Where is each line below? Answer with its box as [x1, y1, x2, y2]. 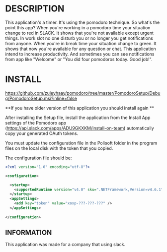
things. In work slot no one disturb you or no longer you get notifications [5, 35, 153, 41]
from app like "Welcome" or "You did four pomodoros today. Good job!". [5, 56, 153, 62]
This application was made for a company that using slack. [5, 242, 126, 248]
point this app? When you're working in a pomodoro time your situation [5, 24, 151, 30]
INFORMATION [5, 229, 52, 237]
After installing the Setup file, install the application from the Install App [5, 115, 151, 121]
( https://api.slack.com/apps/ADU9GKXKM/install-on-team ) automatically [5, 125, 154, 131]
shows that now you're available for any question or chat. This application [5, 46, 157, 52]
